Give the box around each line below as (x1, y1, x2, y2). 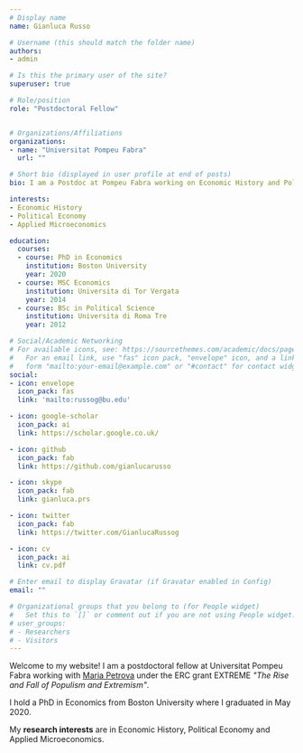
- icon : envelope (9, 379, 75, 388)
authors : (9, 46, 42, 55)
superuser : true (9, 80, 70, 89)
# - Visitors (9, 635, 59, 645)
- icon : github (9, 445, 67, 454)
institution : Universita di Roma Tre (25, 312, 168, 321)
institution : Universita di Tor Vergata (25, 287, 179, 296)
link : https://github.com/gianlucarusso (17, 462, 171, 471)
